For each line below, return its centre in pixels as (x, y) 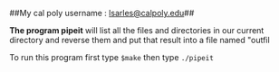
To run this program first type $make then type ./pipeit (112, 57)
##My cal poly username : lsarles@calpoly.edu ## (102, 13)
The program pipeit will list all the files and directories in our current (137, 30)
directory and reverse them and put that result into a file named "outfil (139, 40)
